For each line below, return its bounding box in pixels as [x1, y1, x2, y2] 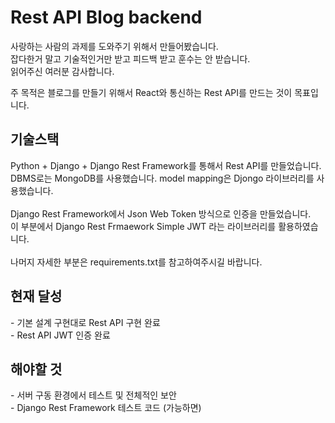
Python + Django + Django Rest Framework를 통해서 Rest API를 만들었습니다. [10, 159, 322, 171]
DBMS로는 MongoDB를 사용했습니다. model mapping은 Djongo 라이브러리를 [10, 172, 315, 184]
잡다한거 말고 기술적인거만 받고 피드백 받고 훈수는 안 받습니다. [10, 52, 251, 65]
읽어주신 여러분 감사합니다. [10, 65, 115, 77]
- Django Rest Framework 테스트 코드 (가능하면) [10, 402, 202, 414]
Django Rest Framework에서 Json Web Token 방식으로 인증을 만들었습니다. [10, 207, 312, 220]
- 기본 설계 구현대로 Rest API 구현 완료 [10, 316, 161, 328]
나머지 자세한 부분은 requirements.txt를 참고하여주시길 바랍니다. [10, 256, 263, 268]
